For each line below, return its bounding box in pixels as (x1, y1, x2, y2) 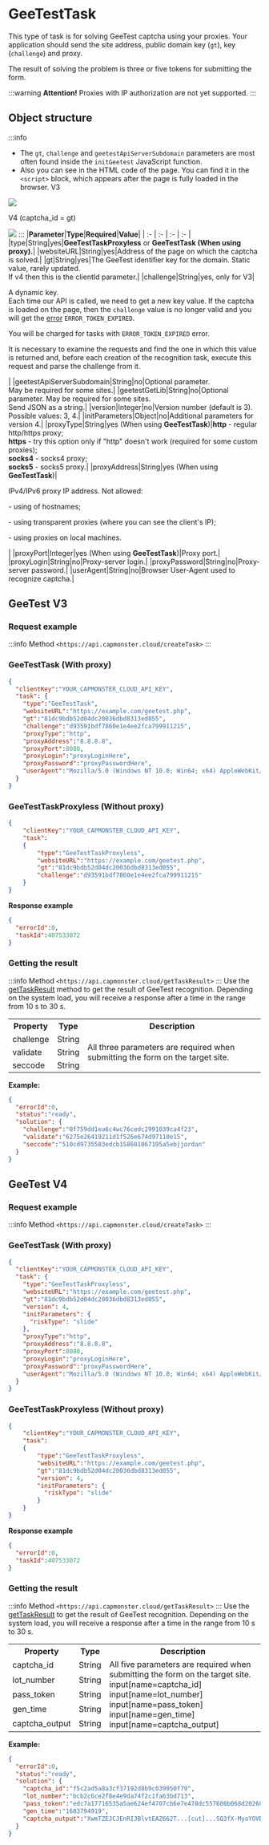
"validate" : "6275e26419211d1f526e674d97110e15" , (22, 1133, 188, 1141)
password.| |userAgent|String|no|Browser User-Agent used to (31, 565, 236, 574)
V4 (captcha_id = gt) (8, 213, 76, 222)
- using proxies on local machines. (8, 533, 122, 542)
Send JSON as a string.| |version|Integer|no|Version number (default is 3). (8, 402, 253, 412)
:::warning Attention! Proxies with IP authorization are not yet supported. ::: (8, 87, 256, 97)
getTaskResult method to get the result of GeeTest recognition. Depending (8, 984, 254, 994)
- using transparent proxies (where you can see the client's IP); (8, 517, 216, 526)
